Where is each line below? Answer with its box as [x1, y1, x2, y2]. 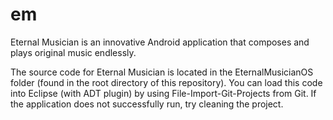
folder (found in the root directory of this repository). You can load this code [10, 76, 323, 88]
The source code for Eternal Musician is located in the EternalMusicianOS [10, 66, 314, 78]
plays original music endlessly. [10, 46, 137, 58]
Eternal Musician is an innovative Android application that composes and [10, 36, 310, 48]
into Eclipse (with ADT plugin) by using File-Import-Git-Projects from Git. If [10, 87, 317, 99]
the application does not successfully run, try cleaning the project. [10, 98, 284, 110]
